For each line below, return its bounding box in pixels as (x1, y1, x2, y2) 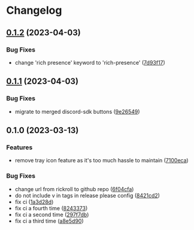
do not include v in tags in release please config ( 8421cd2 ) (14, 192, 160, 199)
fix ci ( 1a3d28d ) (14, 198, 54, 205)
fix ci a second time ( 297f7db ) (14, 211, 89, 218)
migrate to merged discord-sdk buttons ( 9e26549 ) (14, 108, 140, 115)
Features (6, 143, 33, 152)
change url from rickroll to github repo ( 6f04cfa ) (14, 185, 134, 192)
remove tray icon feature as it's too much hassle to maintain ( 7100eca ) (14, 157, 189, 164)
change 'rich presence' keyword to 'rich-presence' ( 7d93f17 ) (14, 59, 166, 66)
